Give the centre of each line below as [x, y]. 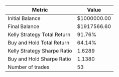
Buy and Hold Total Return [39, 43]
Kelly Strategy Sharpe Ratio [40, 51]
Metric [40, 10]
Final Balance [24, 26]
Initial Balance [24, 18]
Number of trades [29, 67]
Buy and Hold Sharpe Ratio [39, 59]
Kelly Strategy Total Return [39, 34]
